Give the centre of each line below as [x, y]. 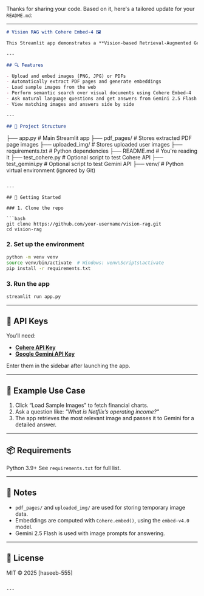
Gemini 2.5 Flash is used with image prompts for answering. [90, 533]
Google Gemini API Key [45, 354]
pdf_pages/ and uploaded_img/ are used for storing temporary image [100, 507]
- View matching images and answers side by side [70, 104]
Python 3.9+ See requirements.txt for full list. [64, 468]
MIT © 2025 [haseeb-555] [39, 573]
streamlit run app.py [34, 296]
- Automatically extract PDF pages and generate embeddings [84, 81]
